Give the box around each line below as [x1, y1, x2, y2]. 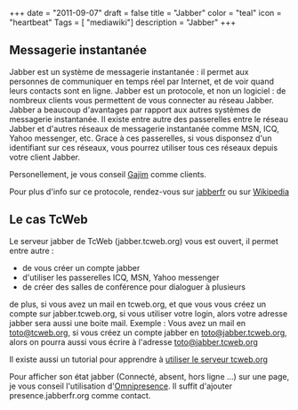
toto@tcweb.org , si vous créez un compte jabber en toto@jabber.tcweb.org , [9, 327, 287, 338]
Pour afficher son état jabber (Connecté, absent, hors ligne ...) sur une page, [9, 371, 290, 381]
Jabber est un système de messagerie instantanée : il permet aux [9, 66, 249, 77]
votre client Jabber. [9, 152, 81, 162]
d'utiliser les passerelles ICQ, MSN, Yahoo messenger [21, 272, 220, 283]
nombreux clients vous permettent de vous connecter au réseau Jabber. [9, 94, 274, 105]
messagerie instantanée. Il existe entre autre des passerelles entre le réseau [9, 113, 289, 124]
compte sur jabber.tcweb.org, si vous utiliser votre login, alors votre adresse [9, 307, 288, 319]
